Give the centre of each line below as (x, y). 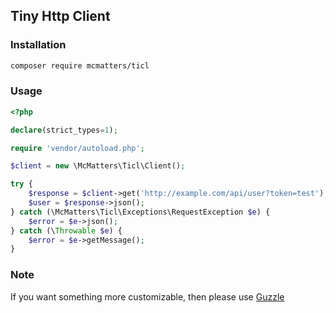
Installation (38, 45)
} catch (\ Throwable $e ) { (66, 230)
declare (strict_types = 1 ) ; (64, 130)
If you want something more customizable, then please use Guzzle (147, 296)
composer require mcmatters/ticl (80, 65)
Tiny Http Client (60, 16)
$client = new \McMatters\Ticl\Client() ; (98, 166)
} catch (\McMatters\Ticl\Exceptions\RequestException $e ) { (140, 212)
